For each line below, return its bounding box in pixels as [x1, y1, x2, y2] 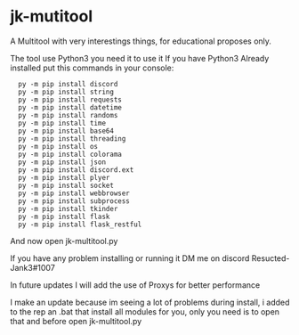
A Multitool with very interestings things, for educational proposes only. [10, 36, 272, 46]
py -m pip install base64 [18, 127, 115, 135]
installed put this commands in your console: [10, 62, 174, 73]
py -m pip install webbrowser [18, 189, 130, 198]
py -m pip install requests [18, 95, 123, 104]
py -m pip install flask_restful [18, 220, 142, 229]
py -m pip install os [18, 142, 99, 151]
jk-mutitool [10, 6, 93, 27]
